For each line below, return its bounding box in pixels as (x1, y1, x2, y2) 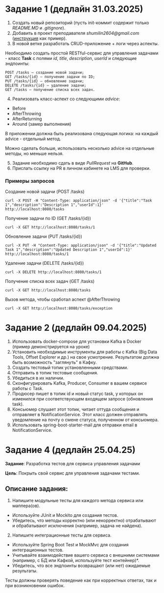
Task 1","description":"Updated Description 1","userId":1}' (5, 247, 133, 253)
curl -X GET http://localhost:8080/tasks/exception (5, 306, 113, 311)
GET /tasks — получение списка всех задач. (5, 87, 95, 92)
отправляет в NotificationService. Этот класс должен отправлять (12, 412, 148, 418)
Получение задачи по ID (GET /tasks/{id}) (5, 215, 92, 222)
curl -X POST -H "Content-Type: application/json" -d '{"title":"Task (5, 198, 152, 203)
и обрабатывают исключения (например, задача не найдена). (12, 522, 142, 529)
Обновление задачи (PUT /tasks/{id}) (5, 233, 82, 239)
